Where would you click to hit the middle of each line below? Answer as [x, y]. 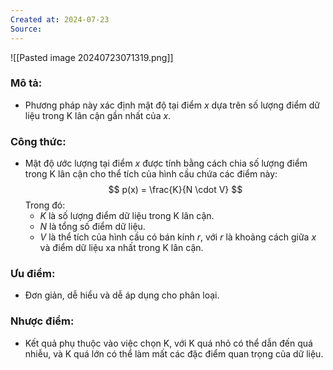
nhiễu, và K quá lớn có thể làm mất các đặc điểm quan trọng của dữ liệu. [174, 353]
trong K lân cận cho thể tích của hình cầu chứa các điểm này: [151, 174]
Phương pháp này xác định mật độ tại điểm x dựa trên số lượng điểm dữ [172, 105]
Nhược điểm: [42, 321]
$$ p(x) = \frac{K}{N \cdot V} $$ [175, 190]
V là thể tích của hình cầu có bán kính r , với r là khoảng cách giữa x [178, 237]
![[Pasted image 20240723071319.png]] [92, 57]
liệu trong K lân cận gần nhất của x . [98, 115]
